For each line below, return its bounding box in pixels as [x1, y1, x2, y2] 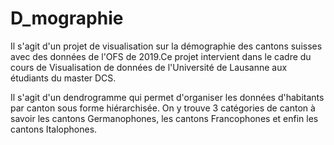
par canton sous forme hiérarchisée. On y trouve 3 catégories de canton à [10, 102, 316, 114]
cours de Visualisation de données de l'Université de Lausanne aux [10, 61, 288, 73]
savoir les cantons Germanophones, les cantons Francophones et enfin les [10, 112, 319, 124]
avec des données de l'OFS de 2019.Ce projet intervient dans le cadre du [10, 50, 312, 62]
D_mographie [10, 7, 124, 30]
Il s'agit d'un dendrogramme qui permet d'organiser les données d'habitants [10, 91, 325, 103]
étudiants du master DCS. [10, 72, 117, 84]
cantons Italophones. [10, 123, 98, 135]
